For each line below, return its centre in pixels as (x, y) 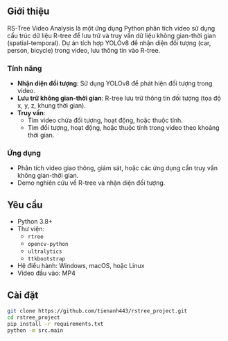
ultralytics (45, 252)
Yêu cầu (25, 205)
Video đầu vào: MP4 (46, 273)
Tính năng (25, 68)
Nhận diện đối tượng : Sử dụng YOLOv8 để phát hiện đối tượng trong (115, 83)
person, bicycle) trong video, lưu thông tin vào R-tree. (84, 50)
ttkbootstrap (46, 259)
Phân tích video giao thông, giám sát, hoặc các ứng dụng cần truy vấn (117, 168)
